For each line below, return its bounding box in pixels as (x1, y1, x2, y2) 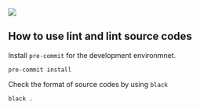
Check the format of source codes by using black (8, 79, 169, 89)
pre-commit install (8, 66, 72, 74)
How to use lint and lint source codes (8, 30, 192, 43)
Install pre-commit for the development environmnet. (8, 50, 176, 60)
